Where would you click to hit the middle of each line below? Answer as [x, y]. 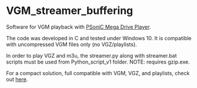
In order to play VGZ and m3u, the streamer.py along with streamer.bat [92, 55]
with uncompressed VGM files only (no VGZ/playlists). [71, 44]
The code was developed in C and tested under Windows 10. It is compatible [99, 38]
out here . [17, 79]
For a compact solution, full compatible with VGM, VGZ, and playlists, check [98, 73]
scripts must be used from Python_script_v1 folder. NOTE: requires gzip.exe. [98, 62]
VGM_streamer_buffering [70, 11]
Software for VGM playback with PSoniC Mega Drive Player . [79, 27]
